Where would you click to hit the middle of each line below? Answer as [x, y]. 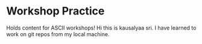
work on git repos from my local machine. [58, 34]
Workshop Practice [55, 11]
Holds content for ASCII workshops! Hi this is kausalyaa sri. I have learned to [101, 28]
